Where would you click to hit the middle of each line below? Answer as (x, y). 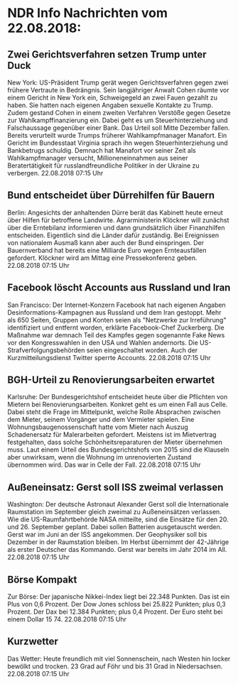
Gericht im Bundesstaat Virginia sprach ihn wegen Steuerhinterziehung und (118, 143)
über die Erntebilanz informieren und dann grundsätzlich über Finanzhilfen (116, 227)
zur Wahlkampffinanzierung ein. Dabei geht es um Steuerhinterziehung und (118, 120)
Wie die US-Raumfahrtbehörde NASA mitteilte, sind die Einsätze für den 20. (118, 519)
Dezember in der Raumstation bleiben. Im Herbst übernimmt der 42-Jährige (118, 542)
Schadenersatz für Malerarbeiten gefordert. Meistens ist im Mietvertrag (112, 435)
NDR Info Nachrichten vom (88, 13)
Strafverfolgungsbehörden (46, 350)
